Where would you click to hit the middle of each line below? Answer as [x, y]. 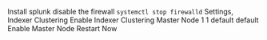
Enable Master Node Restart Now [62, 28]
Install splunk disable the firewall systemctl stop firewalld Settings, [120, 12]
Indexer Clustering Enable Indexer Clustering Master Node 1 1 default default [133, 20]
